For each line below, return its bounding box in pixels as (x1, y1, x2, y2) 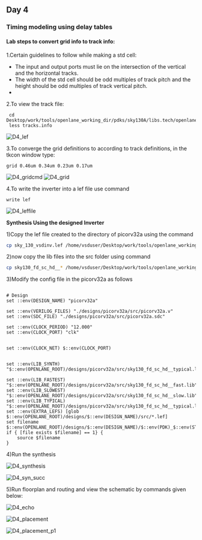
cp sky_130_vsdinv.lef (6, 242, 63, 248)
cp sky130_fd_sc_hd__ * (6, 265, 63, 271)
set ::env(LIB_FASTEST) (6, 377, 66, 383)
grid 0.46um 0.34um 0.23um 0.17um (6, 163, 93, 169)
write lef (6, 196, 31, 202)
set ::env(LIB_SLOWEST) (6, 388, 66, 394)
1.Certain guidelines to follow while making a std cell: (6, 51, 137, 58)
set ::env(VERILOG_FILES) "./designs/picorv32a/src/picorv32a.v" (6, 309, 173, 315)
